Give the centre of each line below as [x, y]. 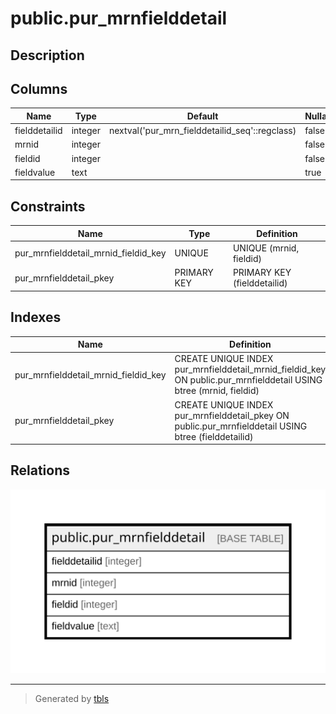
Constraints [48, 206]
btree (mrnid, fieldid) [217, 391]
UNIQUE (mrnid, [266, 248]
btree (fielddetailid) [214, 436]
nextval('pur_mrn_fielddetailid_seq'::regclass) [202, 131]
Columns [39, 88]
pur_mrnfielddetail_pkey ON [232, 415]
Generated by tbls [72, 699]
